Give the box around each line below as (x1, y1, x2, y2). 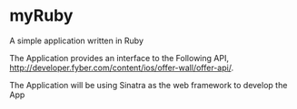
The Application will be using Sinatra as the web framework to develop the (9, 79, 288, 90)
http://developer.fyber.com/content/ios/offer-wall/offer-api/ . (9, 62, 234, 73)
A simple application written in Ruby (9, 35, 144, 46)
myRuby (9, 5, 74, 26)
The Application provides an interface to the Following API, (9, 52, 230, 63)
